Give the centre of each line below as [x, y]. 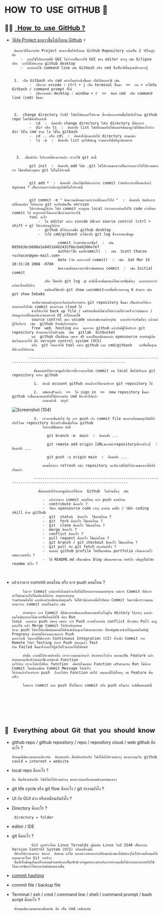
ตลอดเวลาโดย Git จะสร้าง [31, 858]
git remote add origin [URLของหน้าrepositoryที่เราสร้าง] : [102, 444]
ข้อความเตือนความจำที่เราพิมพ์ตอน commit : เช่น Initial [105, 268]
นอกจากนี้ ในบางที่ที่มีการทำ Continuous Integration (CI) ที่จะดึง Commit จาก [78, 638]
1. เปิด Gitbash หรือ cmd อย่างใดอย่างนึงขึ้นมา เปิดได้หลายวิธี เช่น [67, 80]
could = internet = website [40, 761]
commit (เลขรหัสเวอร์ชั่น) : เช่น [86, 243]
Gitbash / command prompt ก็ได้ [42, 89]
